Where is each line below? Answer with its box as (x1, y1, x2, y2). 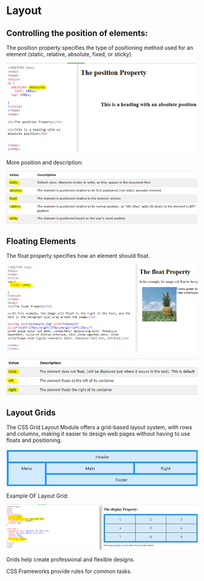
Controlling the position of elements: (6, 28, 148, 38)
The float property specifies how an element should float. (6, 252, 150, 260)
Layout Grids (6, 407, 56, 418)
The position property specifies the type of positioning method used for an (6, 44, 193, 51)
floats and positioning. (6, 437, 63, 444)
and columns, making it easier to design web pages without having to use (6, 430, 190, 438)
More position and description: (6, 159, 83, 166)
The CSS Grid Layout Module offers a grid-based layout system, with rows (6, 424, 192, 431)
